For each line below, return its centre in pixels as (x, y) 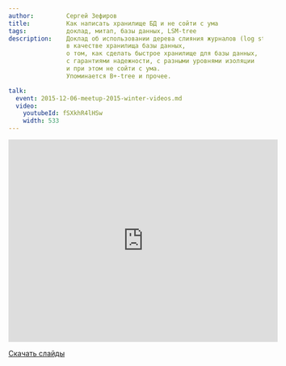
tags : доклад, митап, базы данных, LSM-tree (103, 31)
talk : (17, 91)
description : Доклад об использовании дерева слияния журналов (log (131, 38)
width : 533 (41, 121)
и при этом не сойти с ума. (113, 69)
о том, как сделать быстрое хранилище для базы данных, (162, 53)
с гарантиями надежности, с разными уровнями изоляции (160, 62)
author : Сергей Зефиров (63, 16)
